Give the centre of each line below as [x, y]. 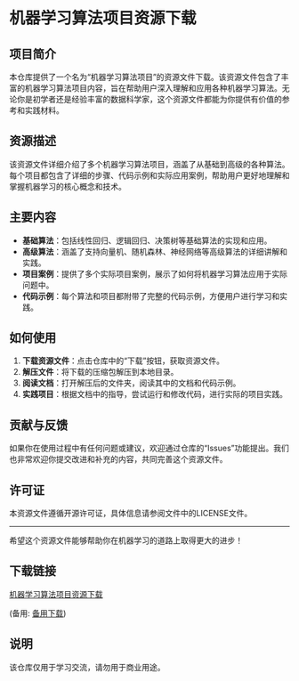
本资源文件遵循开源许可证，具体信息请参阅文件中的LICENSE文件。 [131, 514]
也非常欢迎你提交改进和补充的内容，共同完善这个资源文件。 [118, 459]
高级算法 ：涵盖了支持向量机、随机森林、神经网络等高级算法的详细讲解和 [154, 251]
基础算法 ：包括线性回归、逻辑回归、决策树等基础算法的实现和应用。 [147, 240]
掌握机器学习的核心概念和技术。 [68, 186]
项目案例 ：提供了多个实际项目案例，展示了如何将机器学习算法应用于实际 [154, 273]
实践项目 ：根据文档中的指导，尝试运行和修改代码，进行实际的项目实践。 [154, 394]
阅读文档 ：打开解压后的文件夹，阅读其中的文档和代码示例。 [131, 383]
